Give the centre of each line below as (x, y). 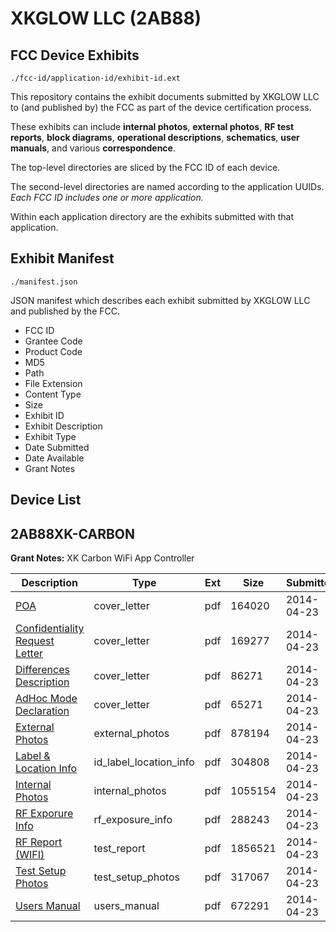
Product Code (53, 351)
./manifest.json (44, 282)
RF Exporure (44, 814)
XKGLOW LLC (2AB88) (106, 18)
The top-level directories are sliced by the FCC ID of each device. (145, 167)
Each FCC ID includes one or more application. (107, 197)
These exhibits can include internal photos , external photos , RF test (152, 126)
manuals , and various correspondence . (93, 148)
